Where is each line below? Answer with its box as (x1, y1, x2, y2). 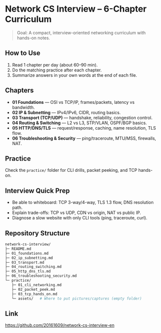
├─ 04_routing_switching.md (5, 265, 62, 269)
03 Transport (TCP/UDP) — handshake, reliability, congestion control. (12, 115, 153, 120)
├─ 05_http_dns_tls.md (5, 269, 51, 274)
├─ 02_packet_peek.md (11, 287, 55, 292)
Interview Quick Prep (5, 186, 70, 195)
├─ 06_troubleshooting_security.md (5, 273, 77, 279)
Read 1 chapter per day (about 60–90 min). (12, 62, 98, 67)
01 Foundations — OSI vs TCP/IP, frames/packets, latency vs (12, 99, 135, 105)
